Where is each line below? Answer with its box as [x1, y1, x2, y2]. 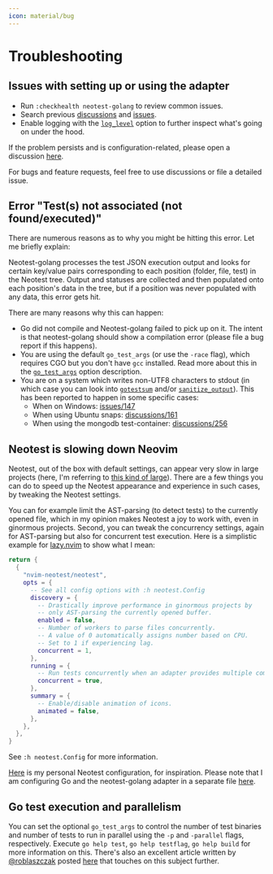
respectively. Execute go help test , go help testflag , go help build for [8, 838, 251, 848]
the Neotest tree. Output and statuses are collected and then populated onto [8, 275, 264, 285]
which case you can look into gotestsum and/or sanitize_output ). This [19, 384, 254, 394]
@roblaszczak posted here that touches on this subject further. [8, 855, 219, 866]
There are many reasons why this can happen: [8, 308, 164, 318]
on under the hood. [19, 127, 85, 137]
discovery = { [29, 594, 79, 602]
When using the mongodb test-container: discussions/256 [32, 419, 228, 428]
